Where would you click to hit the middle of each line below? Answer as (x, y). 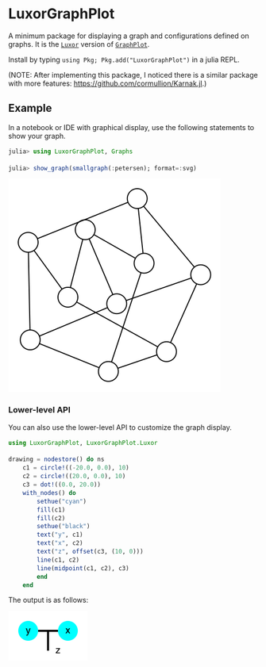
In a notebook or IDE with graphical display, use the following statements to (131, 127)
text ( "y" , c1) (60, 535)
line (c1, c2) (58, 560)
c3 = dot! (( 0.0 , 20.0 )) (62, 485)
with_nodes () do (50, 493)
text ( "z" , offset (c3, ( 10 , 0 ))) (91, 552)
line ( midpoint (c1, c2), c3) (83, 568)
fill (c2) (51, 518)
